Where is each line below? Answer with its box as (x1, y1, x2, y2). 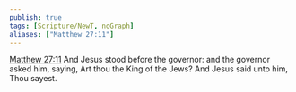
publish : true (9, 13, 63, 22)
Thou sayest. (9, 73, 57, 84)
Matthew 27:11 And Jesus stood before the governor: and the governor (9, 54, 271, 65)
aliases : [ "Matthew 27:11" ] (9, 29, 115, 38)
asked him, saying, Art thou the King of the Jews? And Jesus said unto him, (9, 63, 289, 74)
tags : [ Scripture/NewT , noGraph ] (9, 21, 135, 30)
